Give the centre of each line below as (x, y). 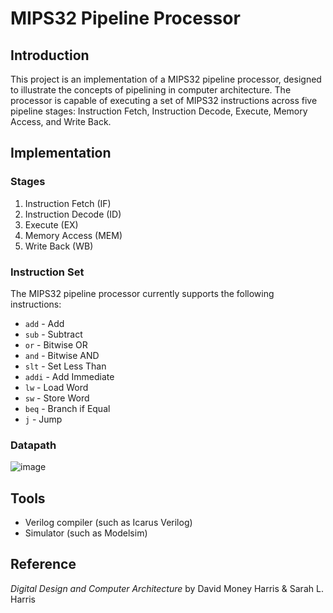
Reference (43, 564)
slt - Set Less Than (65, 366)
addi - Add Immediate (69, 376)
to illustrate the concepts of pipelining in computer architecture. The (151, 90)
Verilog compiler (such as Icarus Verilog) (108, 523)
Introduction (50, 55)
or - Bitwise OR (56, 344)
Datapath (33, 445)
